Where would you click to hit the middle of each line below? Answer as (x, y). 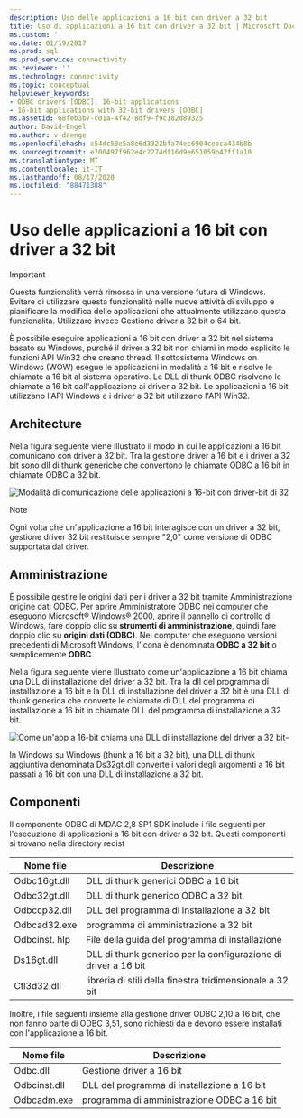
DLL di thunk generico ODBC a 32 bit (164, 895)
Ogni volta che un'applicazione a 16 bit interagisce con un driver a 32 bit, (145, 527)
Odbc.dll (32, 1070)
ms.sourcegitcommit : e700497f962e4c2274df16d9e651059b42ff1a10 (131, 152)
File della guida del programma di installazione (184, 939)
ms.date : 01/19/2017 (48, 43)
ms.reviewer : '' (40, 69)
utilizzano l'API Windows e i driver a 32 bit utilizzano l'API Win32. (130, 396)
